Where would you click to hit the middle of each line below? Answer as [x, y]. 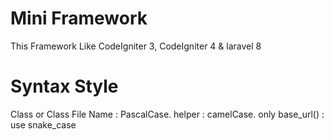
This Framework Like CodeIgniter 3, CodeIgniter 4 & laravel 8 [136, 46]
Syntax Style [64, 86]
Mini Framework [79, 18]
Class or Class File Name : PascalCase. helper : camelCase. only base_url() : [167, 114]
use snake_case [43, 124]
